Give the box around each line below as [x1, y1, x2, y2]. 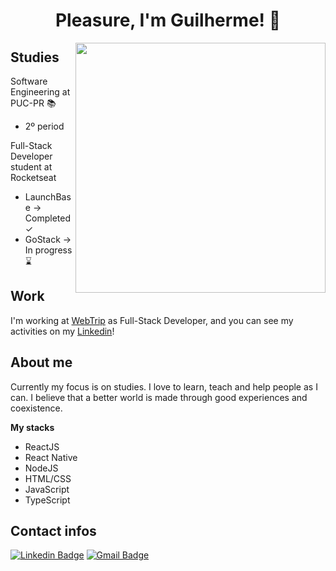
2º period [24, 120, 65, 132]
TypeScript [24, 494, 71, 506]
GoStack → [24, 234, 72, 245]
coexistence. [10, 402, 63, 414]
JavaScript [24, 483, 70, 495]
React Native [24, 451, 78, 463]
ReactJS [24, 440, 60, 453]
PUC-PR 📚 [10, 97, 57, 109]
